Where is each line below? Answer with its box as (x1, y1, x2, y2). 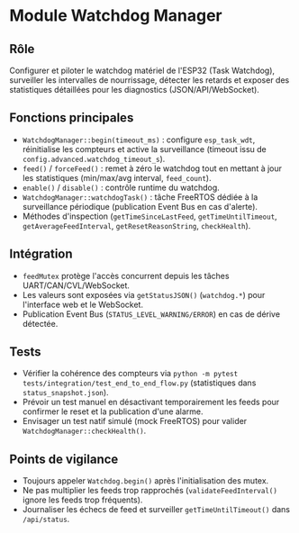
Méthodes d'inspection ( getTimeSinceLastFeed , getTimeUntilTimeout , (22, 211, 277, 221)
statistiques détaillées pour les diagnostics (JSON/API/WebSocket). (9, 85, 259, 95)
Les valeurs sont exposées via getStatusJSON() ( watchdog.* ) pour (22, 289, 266, 300)
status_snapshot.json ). (22, 387, 110, 398)
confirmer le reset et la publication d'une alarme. (22, 406, 204, 417)
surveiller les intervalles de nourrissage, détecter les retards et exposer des (9, 75, 290, 86)
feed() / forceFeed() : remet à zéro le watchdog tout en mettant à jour (22, 163, 282, 174)
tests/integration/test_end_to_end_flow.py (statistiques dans (22, 377, 257, 388)
